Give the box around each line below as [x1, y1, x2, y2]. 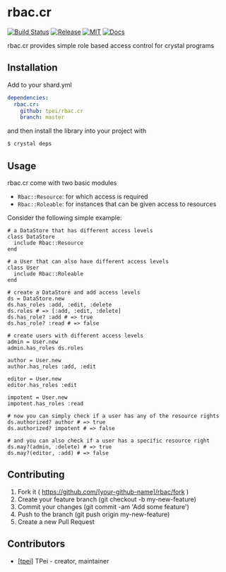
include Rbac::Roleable [13, 270, 83, 278]
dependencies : [7, 94, 49, 101]
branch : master [20, 114, 65, 121]
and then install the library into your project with [7, 126, 147, 135]
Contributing [7, 469, 65, 481]
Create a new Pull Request [17, 517, 95, 526]
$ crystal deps [7, 141, 52, 148]
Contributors [7, 538, 66, 550]
